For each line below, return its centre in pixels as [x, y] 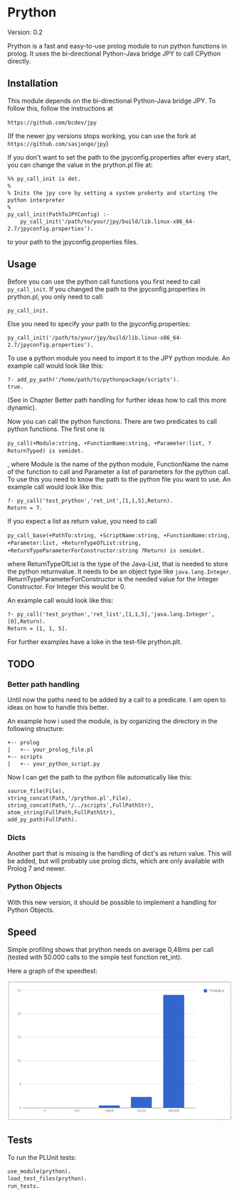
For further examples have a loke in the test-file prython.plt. [95, 641]
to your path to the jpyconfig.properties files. [73, 242]
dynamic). [22, 408]
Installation [33, 84]
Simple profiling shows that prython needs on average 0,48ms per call [111, 949]
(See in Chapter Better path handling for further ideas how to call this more [117, 400]
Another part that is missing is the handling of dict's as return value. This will [119, 853]
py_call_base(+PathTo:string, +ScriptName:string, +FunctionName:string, [119, 535]
